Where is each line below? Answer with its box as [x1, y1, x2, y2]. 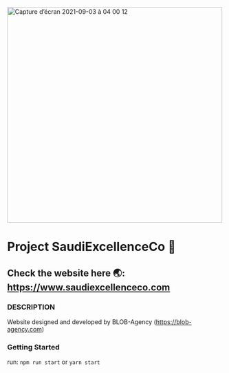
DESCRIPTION [7, 302, 56, 312]
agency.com [7, 325, 43, 333]
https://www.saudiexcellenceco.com [7, 281, 171, 293]
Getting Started [7, 342, 60, 352]
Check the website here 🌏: [7, 267, 125, 279]
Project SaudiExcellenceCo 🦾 [7, 239, 177, 254]
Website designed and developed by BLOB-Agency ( [7, 317, 157, 326]
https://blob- [155, 317, 192, 326]
